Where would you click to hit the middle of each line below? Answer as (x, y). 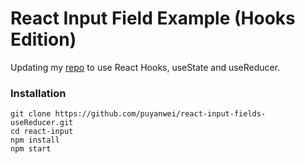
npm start (31, 149)
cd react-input (42, 132)
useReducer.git (42, 123)
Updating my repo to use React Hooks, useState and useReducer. (145, 67)
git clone (31, 114)
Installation (38, 93)
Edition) (43, 39)
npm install (35, 140)
